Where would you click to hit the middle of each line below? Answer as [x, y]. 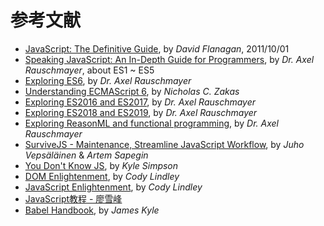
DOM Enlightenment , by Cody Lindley [102, 176]
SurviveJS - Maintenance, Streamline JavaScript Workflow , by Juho [164, 144]
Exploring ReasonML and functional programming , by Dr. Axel [152, 123]
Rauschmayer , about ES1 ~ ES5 [89, 70]
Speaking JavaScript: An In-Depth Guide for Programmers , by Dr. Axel [169, 59]
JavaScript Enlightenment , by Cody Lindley [113, 187]
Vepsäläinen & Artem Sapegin [86, 155]
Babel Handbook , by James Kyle [92, 210]
